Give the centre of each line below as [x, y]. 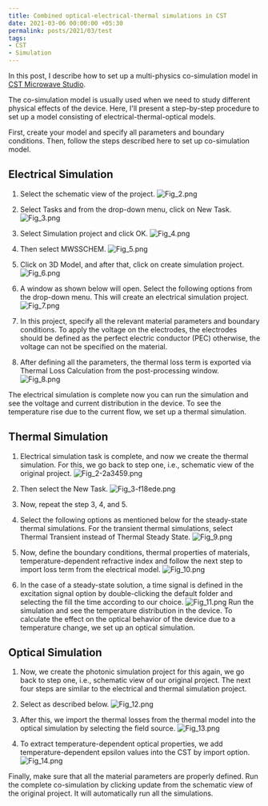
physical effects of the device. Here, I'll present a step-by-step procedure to [134, 108]
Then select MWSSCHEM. [63, 248]
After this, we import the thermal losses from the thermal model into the [138, 720]
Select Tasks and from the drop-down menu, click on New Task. [126, 209]
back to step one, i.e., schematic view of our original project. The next [135, 680]
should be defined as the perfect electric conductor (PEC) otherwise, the [140, 338]
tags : [17, 38]
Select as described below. [64, 704]
